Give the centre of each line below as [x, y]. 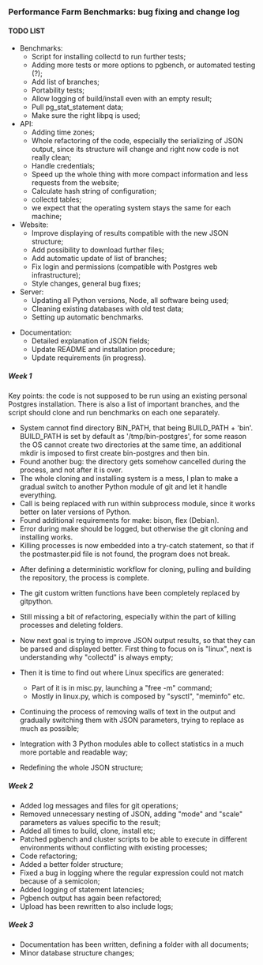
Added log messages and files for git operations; [99, 806]
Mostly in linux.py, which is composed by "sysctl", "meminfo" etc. [138, 696]
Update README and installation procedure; [103, 350]
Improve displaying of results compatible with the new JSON [130, 233]
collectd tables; [56, 199]
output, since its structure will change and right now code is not [135, 149]
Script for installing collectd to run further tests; [109, 57]
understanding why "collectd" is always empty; [96, 657]
